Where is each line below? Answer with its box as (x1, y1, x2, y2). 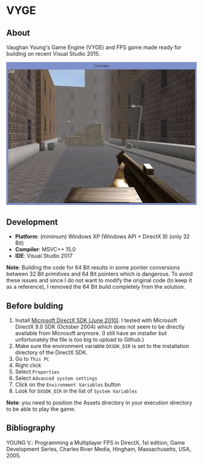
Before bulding (6, 300, 63, 311)
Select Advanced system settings (14, 375, 98, 382)
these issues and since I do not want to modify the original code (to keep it (6, 277, 192, 284)
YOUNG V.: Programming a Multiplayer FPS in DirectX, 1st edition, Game (6, 439, 185, 446)
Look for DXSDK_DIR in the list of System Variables (14, 387, 138, 395)
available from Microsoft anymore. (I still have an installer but (14, 330, 167, 337)
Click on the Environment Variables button (14, 381, 121, 388)
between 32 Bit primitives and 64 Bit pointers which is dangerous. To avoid (6, 270, 193, 278)
